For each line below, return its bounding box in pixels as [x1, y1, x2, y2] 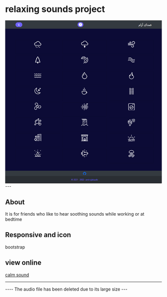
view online [5, 259, 42, 267]
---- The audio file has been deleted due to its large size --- [5, 286, 128, 292]
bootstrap [5, 244, 25, 250]
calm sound [5, 272, 29, 278]
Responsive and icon [5, 231, 71, 239]
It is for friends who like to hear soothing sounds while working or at [5, 211, 145, 217]
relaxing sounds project [5, 3, 105, 15]
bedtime [5, 216, 22, 222]
